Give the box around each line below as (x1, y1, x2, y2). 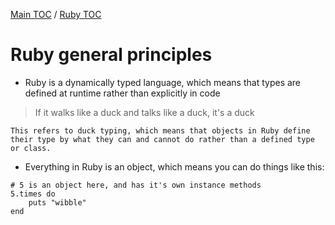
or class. (10, 143, 52, 153)
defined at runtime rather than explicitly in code (24, 87, 221, 99)
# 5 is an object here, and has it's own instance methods (10, 180, 262, 190)
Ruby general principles (10, 44, 213, 66)
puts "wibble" (28, 197, 87, 208)
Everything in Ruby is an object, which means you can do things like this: (24, 160, 325, 173)
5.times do (10, 189, 56, 199)
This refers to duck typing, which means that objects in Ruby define (10, 125, 311, 136)
